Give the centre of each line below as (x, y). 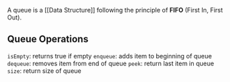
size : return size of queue (44, 71)
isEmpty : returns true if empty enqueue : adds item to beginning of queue (110, 56)
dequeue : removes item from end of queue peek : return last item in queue (111, 63)
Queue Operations (48, 39)
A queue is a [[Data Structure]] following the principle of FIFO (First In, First (115, 10)
